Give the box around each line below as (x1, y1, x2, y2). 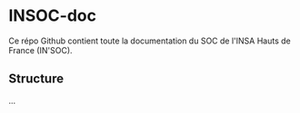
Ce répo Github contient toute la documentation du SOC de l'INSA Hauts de (8, 35, 292, 46)
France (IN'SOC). (8, 44, 74, 55)
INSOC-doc (8, 5, 97, 26)
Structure (8, 71, 65, 87)
